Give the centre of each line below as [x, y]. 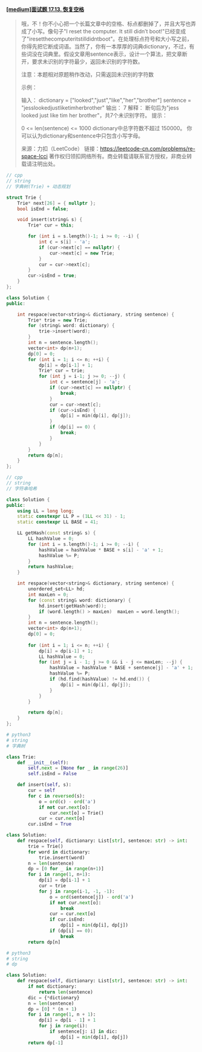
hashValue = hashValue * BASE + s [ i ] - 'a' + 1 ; [101, 550]
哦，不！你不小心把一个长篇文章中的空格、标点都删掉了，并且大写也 [106, 24]
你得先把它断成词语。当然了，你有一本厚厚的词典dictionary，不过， [105, 47]
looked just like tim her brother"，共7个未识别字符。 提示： [94, 116]
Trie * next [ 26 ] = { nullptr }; [57, 203]
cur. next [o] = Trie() [77, 813]
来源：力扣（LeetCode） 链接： [60, 149]
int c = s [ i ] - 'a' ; [64, 242]
